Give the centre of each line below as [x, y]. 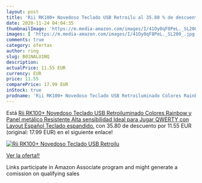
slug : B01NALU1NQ [28, 57]
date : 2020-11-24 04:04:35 [40, 23]
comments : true [25, 40]
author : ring [23, 51]
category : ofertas [29, 46]
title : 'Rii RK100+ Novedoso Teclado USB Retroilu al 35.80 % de [90, 17]
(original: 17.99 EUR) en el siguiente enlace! [60, 132]
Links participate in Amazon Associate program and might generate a [92, 167]
